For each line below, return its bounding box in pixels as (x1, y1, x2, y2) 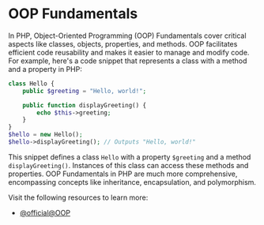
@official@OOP (19, 208, 71, 217)
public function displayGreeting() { (22, 101, 147, 109)
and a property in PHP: (8, 64, 83, 73)
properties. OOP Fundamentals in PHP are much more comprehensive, (8, 169, 238, 178)
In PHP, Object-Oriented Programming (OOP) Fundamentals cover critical (8, 31, 247, 40)
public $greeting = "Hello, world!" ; (22, 87, 147, 95)
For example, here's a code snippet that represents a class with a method (8, 56, 247, 66)
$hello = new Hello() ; (8, 131, 83, 139)
